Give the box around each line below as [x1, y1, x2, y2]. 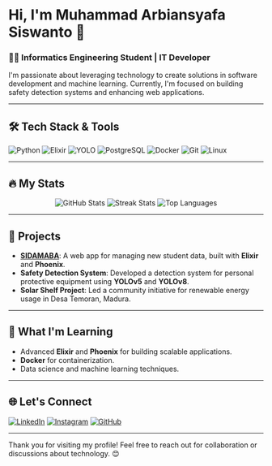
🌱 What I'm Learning [8, 325, 113, 339]
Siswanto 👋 [8, 23, 86, 41]
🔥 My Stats [8, 176, 65, 190]
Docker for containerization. [19, 355, 115, 365]
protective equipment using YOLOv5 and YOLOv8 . [19, 276, 189, 286]
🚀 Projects [8, 229, 62, 243]
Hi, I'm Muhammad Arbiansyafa [8, 6, 227, 24]
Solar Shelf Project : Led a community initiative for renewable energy [19, 285, 249, 295]
